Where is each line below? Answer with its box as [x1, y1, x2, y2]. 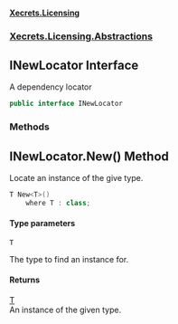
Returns [9, 274, 41, 285]
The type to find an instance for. [9, 253, 129, 264]
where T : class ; [25, 198, 91, 207]
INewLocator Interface [9, 57, 139, 72]
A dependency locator [9, 81, 92, 92]
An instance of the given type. [9, 304, 122, 316]
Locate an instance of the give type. [9, 172, 144, 183]
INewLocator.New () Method [9, 148, 169, 164]
